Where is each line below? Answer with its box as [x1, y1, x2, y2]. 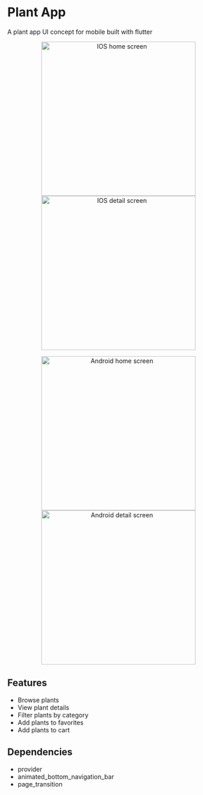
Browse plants [17, 696, 60, 704]
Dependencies [7, 746, 73, 758]
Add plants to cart [17, 725, 70, 734]
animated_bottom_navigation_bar [17, 772, 114, 781]
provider [17, 765, 42, 773]
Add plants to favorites [17, 718, 84, 727]
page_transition [17, 779, 63, 788]
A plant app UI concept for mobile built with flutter [7, 27, 153, 36]
